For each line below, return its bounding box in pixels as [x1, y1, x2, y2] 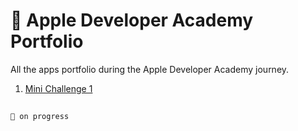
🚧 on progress [10, 112, 70, 122]
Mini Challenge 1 [24, 82, 93, 94]
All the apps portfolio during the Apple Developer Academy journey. [10, 63, 290, 75]
